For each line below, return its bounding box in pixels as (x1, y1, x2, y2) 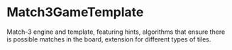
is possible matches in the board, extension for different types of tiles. (6, 35, 211, 43)
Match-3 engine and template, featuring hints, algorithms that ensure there (6, 27, 226, 36)
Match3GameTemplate (6, 4, 144, 20)
